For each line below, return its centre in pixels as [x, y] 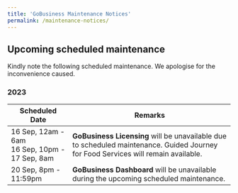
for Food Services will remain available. [137, 153]
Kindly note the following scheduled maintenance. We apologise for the [112, 66]
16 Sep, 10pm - [38, 149]
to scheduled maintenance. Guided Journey [145, 145]
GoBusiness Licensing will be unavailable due [149, 136]
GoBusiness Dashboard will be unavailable [144, 170]
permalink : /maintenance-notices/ [58, 21]
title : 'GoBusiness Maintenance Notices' [69, 14]
